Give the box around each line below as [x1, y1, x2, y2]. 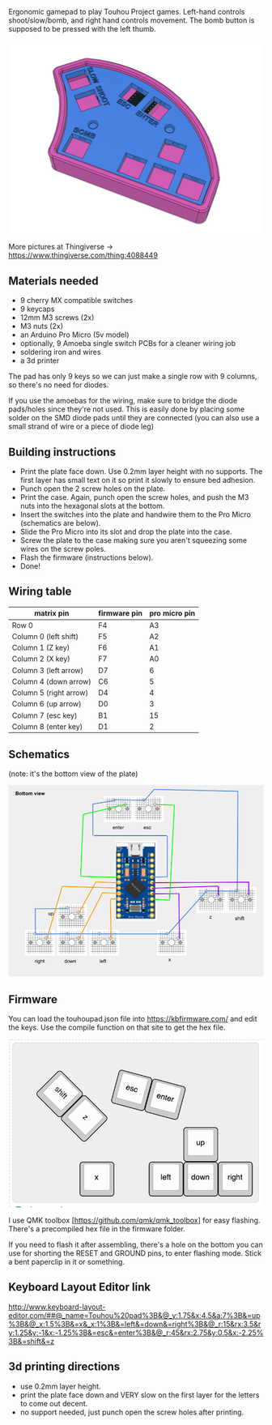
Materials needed [8, 274, 99, 288]
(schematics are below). [19, 518, 101, 528]
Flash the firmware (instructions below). [19, 553, 154, 562]
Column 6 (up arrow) [11, 699, 82, 709]
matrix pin [33, 608, 70, 618]
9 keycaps [19, 304, 55, 314]
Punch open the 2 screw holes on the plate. [19, 484, 166, 493]
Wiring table [8, 585, 72, 599]
